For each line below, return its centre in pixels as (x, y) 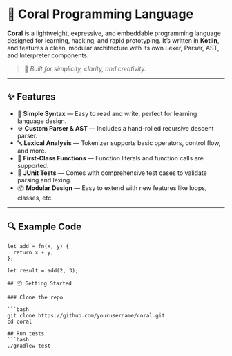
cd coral (20, 321)
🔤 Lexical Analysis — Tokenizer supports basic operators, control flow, (119, 143)
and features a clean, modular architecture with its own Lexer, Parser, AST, (113, 48)
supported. (33, 165)
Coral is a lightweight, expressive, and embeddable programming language (114, 33)
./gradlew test (29, 346)
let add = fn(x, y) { (38, 246)
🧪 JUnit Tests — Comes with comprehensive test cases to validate (112, 173)
